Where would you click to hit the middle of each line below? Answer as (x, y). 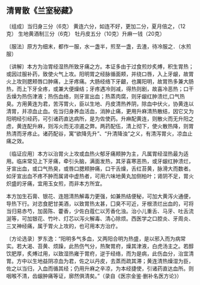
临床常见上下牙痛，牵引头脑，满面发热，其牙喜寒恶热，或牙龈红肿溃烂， (105, 161)
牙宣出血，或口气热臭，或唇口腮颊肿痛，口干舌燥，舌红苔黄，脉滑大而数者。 (100, 168)
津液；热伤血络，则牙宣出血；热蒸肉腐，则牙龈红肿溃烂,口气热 (109, 96)
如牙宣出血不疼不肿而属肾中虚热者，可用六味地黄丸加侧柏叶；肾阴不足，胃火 (100, 176)
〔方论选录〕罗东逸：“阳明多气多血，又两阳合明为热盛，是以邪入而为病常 (96, 238)
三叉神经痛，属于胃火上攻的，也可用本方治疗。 (63, 226)
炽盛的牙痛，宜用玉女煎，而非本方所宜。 (56, 183)
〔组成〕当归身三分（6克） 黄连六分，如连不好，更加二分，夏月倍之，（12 (96, 26)
